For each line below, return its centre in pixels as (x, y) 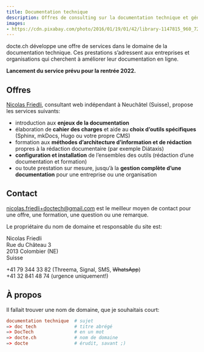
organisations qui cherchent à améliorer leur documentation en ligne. (93, 59)
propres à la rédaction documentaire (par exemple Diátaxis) (90, 149)
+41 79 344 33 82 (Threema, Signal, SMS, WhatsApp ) (73, 269)
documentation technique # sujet (50, 321)
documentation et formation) (51, 162)
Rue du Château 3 (29, 244)
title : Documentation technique (47, 12)
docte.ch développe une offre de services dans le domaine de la (87, 46)
